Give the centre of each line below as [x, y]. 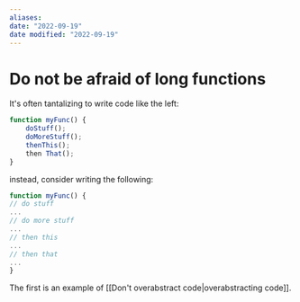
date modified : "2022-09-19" [64, 34]
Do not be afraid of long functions [138, 79]
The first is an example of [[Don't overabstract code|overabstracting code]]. [150, 288]
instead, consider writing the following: [82, 179]
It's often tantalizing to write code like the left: [94, 103]
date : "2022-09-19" [46, 26]
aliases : [26, 18]
